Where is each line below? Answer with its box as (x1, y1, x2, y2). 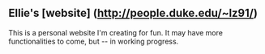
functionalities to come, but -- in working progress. (8, 36, 179, 46)
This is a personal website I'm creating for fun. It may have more (8, 27, 223, 37)
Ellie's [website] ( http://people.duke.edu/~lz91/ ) (8, 6, 258, 20)
